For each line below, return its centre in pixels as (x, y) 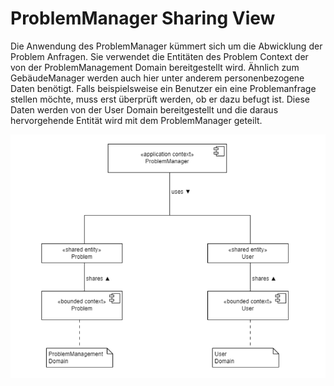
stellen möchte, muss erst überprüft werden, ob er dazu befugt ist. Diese (160, 99)
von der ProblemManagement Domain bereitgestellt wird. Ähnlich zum (155, 67)
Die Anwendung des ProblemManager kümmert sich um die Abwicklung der (166, 46)
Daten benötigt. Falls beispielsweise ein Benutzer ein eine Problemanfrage (163, 88)
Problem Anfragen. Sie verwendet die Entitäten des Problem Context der (159, 56)
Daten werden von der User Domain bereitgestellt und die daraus (144, 109)
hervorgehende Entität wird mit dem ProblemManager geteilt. (136, 120)
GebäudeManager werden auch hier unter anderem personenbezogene (157, 78)
